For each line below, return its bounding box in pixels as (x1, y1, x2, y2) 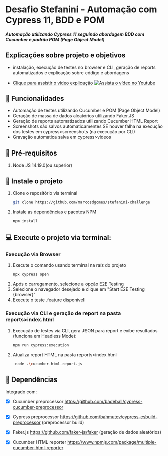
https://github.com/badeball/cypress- (64, 399, 143, 405)
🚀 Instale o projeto (5, 177, 63, 185)
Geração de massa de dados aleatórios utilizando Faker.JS (12, 113, 134, 119)
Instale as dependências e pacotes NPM (12, 209, 97, 215)
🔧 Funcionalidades (5, 94, 64, 103)
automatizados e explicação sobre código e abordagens (12, 69, 129, 76)
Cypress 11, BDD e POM (5, 14, 105, 26)
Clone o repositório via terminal (12, 190, 78, 196)
